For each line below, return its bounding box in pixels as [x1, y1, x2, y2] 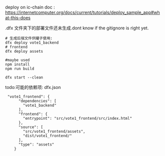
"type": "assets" [18, 142, 55, 147]
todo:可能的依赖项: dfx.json [5, 84, 61, 90]
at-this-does [5, 15, 31, 20]
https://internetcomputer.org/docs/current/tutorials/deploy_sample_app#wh [5, 9, 160, 15]
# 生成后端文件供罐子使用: [5, 36, 53, 41]
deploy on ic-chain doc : [5, 4, 55, 10]
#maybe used [5, 58, 30, 63]
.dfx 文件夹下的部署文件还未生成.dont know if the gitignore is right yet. [5, 25, 149, 31]
